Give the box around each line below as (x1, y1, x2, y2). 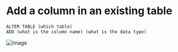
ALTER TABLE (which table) (6, 24, 73, 30)
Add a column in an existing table (6, 4, 173, 18)
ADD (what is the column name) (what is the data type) (6, 28, 147, 35)
